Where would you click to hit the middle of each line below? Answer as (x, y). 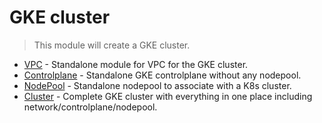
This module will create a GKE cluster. (112, 45)
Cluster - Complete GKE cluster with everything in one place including (168, 96)
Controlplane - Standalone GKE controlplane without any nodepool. (162, 75)
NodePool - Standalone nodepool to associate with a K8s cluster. (157, 85)
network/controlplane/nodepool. (90, 107)
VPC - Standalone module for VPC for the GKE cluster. (136, 64)
